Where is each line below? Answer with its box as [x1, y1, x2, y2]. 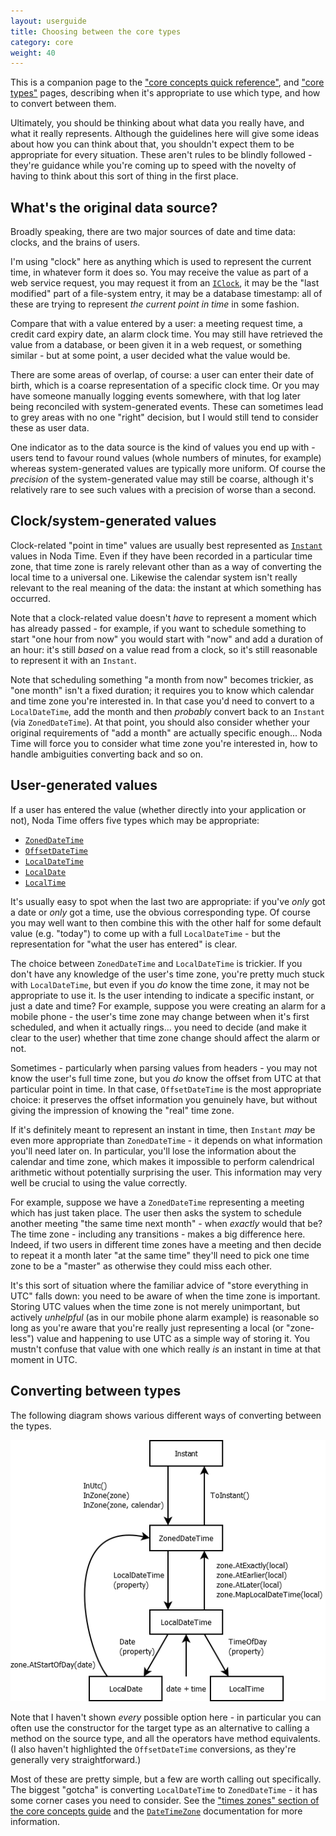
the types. [10, 1420, 52, 1432]
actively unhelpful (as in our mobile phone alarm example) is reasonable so [10, 1311, 320, 1323]
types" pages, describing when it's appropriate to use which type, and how [10, 87, 321, 99]
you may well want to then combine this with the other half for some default [10, 916, 322, 929]
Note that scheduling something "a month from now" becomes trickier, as [10, 673, 314, 685]
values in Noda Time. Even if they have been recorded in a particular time [10, 550, 313, 562]
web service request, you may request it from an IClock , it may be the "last [10, 277, 320, 289]
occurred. [10, 592, 51, 604]
